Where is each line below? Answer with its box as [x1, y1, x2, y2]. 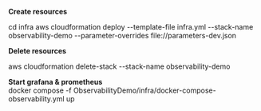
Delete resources [8, 46, 66, 55]
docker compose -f [8, 85, 72, 95]
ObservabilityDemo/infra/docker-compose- [73, 85, 217, 95]
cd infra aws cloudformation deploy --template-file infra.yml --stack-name [8, 22, 254, 31]
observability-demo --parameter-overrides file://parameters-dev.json [8, 31, 237, 40]
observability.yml [8, 94, 65, 103]
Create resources [8, 7, 68, 16]
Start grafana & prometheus [8, 77, 103, 86]
